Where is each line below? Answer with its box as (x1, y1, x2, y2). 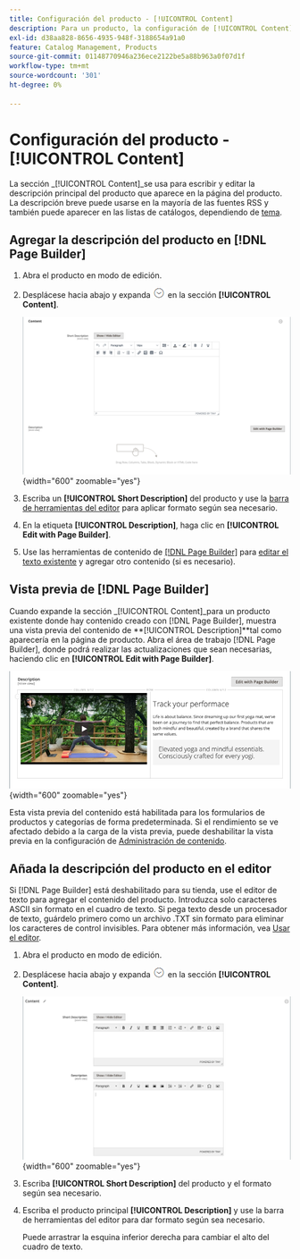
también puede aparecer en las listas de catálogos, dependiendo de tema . (9, 207, 283, 217)
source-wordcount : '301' (9, 72, 102, 80)
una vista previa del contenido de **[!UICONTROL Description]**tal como (9, 624, 282, 635)
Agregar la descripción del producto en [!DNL (9, 232, 267, 248)
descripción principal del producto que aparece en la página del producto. (9, 188, 283, 199)
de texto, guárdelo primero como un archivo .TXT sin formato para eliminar (9, 913, 284, 925)
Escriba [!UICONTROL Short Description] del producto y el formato (21, 1179, 272, 1189)
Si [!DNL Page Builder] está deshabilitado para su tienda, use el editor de (9, 885, 278, 896)
